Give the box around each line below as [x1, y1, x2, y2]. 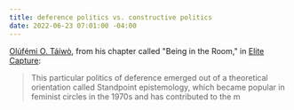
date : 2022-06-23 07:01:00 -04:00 [9, 21, 138, 30]
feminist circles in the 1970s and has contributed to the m [30, 90, 241, 102]
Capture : [9, 55, 42, 66]
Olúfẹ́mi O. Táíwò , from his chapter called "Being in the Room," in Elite [9, 45, 265, 56]
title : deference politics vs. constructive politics [9, 12, 213, 22]
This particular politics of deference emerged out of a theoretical [30, 72, 268, 82]
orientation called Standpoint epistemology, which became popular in [30, 82, 286, 92]
